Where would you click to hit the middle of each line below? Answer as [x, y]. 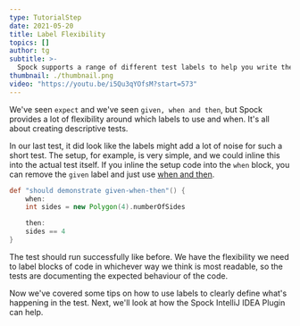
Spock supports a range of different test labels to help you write [147, 68]
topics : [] [29, 42]
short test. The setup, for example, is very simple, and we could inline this [145, 155]
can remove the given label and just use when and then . [112, 174]
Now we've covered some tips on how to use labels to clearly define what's [148, 293]
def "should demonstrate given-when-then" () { [97, 190]
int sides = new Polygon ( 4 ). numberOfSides [105, 207]
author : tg [29, 51]
